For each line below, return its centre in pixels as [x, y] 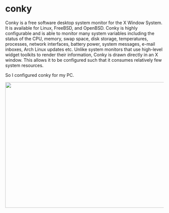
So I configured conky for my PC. [40, 75]
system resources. [24, 65]
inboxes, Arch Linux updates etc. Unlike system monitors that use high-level [84, 49]
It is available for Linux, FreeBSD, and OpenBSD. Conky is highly [71, 28]
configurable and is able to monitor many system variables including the [80, 33]
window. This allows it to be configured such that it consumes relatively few [83, 60]
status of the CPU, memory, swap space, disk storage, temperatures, [77, 39]
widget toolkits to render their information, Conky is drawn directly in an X [82, 55]
